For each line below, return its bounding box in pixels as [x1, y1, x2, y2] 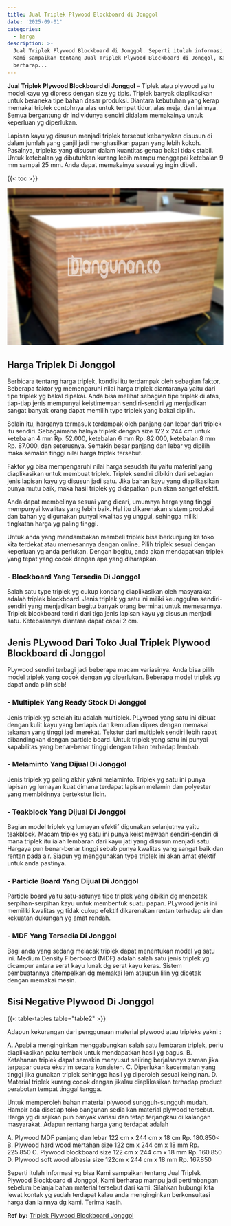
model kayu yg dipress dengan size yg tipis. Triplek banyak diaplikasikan [7, 89, 213, 97]
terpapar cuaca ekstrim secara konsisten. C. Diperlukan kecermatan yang [7, 1063, 216, 1071]
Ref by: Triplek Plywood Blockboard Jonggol [7, 1211, 134, 1219]
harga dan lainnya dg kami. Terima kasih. [7, 1198, 123, 1206]
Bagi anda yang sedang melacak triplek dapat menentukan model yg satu [7, 947, 215, 955]
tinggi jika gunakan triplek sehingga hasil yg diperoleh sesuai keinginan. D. [7, 1070, 218, 1078]
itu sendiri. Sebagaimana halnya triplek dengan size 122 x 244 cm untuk [7, 427, 211, 435]
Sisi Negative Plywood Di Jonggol [7, 996, 155, 1008]
